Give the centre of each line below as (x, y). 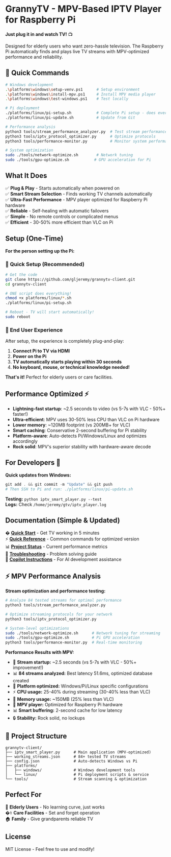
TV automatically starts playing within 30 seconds (67, 362)
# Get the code (21, 275)
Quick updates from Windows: (38, 475)
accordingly (25, 441)
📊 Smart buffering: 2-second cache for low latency (67, 710)
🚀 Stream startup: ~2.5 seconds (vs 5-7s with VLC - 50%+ (75, 662)
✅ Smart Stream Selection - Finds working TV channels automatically (79, 194)
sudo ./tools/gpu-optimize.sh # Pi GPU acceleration (73, 638)
